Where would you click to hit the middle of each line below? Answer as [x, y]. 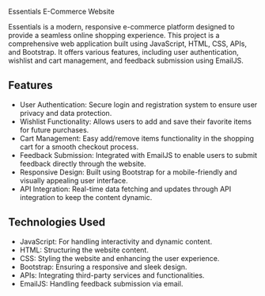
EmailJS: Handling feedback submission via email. [101, 283]
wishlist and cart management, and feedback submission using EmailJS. [126, 60]
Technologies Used [57, 223]
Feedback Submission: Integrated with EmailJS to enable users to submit [138, 155]
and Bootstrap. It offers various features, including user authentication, [123, 52]
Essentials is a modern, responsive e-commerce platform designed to [121, 27]
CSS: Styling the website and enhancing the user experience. [119, 258]
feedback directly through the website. [83, 163]
